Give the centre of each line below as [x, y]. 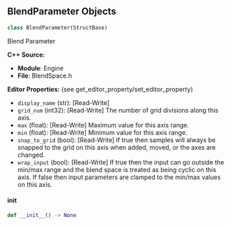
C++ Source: [26, 55]
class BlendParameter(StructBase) [58, 27]
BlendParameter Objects [62, 12]
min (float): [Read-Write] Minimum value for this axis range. [102, 132]
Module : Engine [41, 68]
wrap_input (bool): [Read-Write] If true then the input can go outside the [121, 162]
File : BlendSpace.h [44, 76]
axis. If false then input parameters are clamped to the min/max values [119, 177]
